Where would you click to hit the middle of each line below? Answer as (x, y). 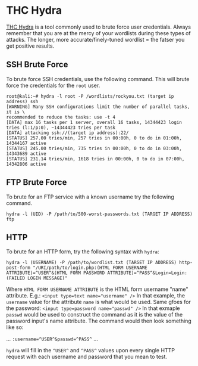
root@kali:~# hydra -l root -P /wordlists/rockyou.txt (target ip (90, 96)
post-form (18, 268)
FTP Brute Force (37, 182)
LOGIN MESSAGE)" (48, 278)
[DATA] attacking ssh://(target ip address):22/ (67, 133)
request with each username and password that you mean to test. (87, 357)
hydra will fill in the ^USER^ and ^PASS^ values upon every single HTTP (91, 351)
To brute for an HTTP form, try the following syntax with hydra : (83, 252)
